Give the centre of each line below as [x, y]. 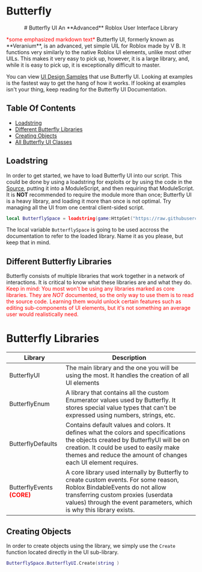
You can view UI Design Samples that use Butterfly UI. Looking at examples [100, 76]
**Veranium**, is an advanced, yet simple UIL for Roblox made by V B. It [96, 46]
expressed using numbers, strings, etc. [121, 415]
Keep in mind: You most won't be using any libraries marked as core [90, 289]
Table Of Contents [41, 109]
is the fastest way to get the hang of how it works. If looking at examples [96, 83]
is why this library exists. [100, 510]
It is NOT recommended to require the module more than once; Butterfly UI [99, 194]
